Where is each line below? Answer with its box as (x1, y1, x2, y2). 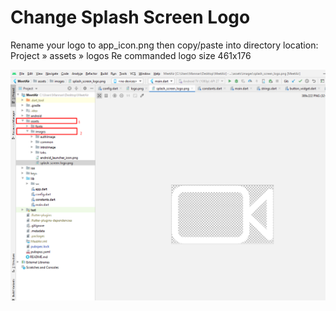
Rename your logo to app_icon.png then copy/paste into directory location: (10, 39, 319, 51)
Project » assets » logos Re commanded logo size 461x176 (10, 49, 252, 61)
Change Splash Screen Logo (10, 6, 251, 29)
